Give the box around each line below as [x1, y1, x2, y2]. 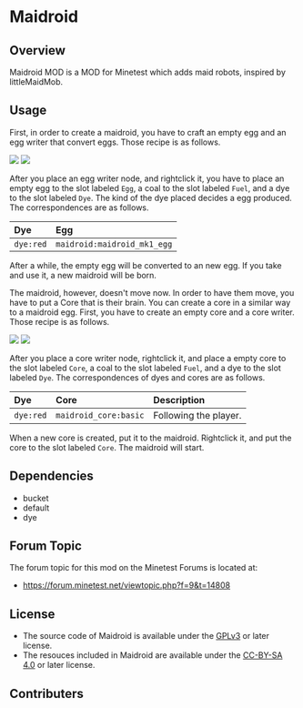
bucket [22, 492, 49, 503]
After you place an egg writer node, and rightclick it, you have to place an [9, 173, 285, 184]
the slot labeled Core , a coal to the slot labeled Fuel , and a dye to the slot [9, 362, 282, 373]
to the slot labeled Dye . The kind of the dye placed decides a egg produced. [9, 192, 293, 203]
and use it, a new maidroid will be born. [9, 269, 157, 280]
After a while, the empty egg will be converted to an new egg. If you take [9, 259, 282, 270]
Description [153, 393, 206, 406]
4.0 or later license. [22, 660, 96, 671]
